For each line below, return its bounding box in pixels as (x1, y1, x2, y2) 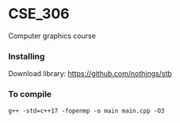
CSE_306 (8, 5, 70, 23)
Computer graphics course (8, 31, 97, 40)
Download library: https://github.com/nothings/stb (8, 69, 172, 79)
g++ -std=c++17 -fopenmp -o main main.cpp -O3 (8, 106, 165, 115)
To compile (8, 89, 52, 100)
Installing (8, 51, 45, 62)
